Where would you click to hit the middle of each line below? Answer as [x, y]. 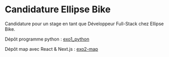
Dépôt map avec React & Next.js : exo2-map [51, 49]
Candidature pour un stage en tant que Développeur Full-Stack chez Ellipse [84, 24]
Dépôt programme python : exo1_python [47, 39]
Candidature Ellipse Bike [58, 9]
